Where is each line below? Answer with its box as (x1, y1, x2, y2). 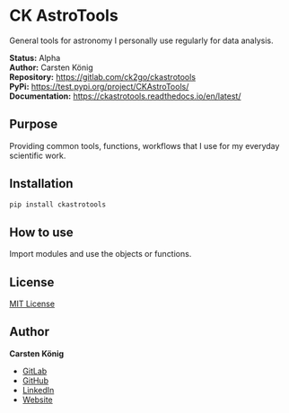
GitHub (22, 374, 49, 386)
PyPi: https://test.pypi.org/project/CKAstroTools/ (9, 81, 189, 92)
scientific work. (9, 150, 66, 161)
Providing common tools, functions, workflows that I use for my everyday (9, 140, 280, 151)
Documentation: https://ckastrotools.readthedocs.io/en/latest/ (9, 91, 241, 101)
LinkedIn (22, 384, 55, 395)
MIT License (9, 298, 56, 310)
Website (22, 394, 54, 405)
